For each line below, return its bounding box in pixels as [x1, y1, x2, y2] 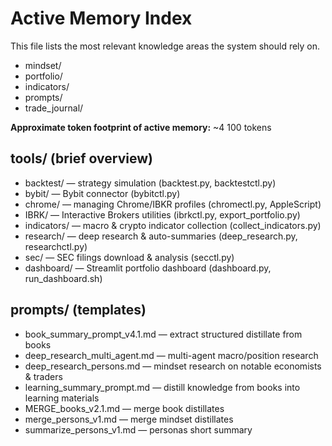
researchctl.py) [24, 240, 88, 252]
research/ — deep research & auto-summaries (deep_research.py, [24, 230, 298, 242]
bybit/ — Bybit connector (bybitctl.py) [24, 187, 181, 199]
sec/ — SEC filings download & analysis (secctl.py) [24, 251, 235, 263]
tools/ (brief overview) [10, 150, 153, 167]
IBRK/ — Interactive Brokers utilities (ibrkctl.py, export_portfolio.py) [24, 208, 301, 221]
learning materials [24, 392, 100, 404]
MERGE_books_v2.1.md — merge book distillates [24, 402, 225, 414]
